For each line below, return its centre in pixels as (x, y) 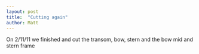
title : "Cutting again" (37, 17)
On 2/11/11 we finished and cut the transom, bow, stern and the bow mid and (99, 40)
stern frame (21, 46)
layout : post (22, 12)
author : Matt (22, 23)
